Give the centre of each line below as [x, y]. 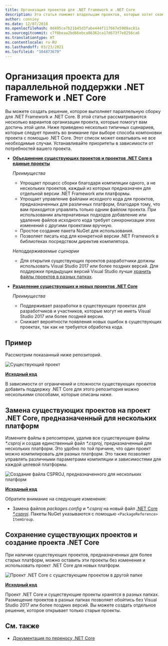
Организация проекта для [62, 76]
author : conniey [22, 19]
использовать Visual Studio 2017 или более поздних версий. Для [89, 266]
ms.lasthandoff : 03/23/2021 [34, 47]
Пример [18, 343]
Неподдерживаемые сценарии [45, 251]
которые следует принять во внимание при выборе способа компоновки [83, 132]
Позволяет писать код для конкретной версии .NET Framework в [89, 236]
